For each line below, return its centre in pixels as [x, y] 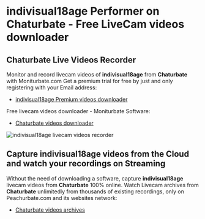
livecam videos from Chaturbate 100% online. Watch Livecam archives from [102, 185]
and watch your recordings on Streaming [86, 164]
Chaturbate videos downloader [54, 123]
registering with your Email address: [52, 87]
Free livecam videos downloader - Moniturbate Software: [78, 111]
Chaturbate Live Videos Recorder [71, 60]
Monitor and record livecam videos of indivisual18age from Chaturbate [97, 74]
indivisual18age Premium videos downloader [71, 99]
